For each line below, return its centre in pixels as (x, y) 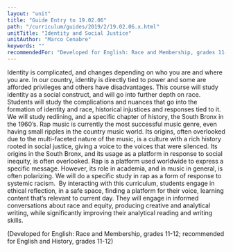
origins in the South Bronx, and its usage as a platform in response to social (115, 153)
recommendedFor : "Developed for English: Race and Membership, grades (111, 53)
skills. (15, 220)
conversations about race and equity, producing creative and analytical (109, 205)
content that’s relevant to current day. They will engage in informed (103, 198)
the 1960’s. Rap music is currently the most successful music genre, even (112, 124)
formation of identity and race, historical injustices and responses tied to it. (114, 109)
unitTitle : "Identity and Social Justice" (69, 33)
